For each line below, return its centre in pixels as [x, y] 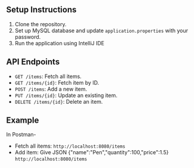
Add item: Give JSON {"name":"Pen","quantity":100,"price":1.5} [92, 153]
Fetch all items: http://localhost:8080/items [70, 146]
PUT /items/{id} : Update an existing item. [66, 95]
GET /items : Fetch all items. [48, 76]
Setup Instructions [41, 10]
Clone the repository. [40, 24]
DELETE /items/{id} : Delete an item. [59, 101]
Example [23, 121]
